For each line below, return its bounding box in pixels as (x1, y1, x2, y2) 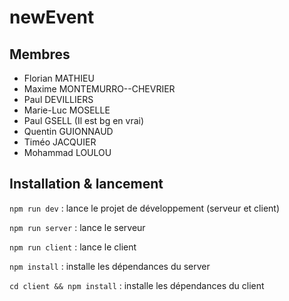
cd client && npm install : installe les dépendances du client (9, 279, 265, 291)
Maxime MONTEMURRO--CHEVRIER (23, 83, 176, 95)
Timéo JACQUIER (23, 136, 97, 148)
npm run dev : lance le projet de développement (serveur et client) (9, 202, 281, 214)
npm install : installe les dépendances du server (9, 260, 211, 272)
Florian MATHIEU (23, 72, 95, 84)
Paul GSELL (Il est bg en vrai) (23, 115, 145, 126)
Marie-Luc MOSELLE (23, 104, 111, 116)
